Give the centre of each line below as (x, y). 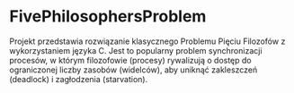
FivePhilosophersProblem (108, 17)
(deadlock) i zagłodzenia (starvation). (79, 79)
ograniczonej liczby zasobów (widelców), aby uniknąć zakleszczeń (134, 70)
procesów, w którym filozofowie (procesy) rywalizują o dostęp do (130, 60)
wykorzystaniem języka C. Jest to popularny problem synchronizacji (136, 50)
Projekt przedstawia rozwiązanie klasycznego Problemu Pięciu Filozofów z (147, 41)
